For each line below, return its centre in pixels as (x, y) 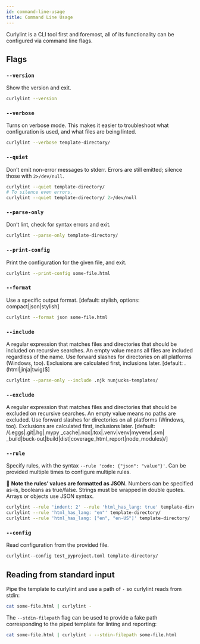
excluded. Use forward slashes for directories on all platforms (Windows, (96, 420)
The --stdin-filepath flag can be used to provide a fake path (82, 617)
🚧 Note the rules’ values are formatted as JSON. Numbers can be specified (100, 484)
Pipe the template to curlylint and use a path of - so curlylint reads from (94, 589)
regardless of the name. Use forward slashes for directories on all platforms (99, 357)
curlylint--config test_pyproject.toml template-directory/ (82, 556)
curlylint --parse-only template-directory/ (62, 236)
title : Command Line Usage (40, 17)
